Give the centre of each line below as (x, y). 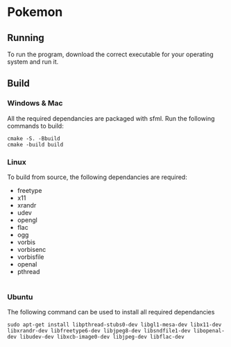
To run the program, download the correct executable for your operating (110, 54)
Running (26, 38)
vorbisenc (32, 249)
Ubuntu (20, 297)
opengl (27, 220)
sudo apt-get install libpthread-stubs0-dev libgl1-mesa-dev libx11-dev (114, 325)
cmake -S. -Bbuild (34, 138)
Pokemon (35, 12)
